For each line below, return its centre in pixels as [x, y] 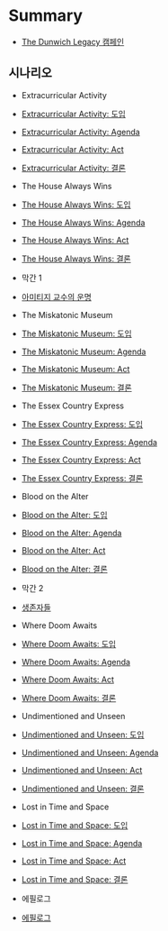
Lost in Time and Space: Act [74, 861]
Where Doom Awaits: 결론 [69, 698]
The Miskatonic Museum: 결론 [76, 388]
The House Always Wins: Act [75, 240]
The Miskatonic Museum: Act [75, 369]
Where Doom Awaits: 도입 [69, 643]
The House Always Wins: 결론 [76, 259]
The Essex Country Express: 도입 [82, 424]
